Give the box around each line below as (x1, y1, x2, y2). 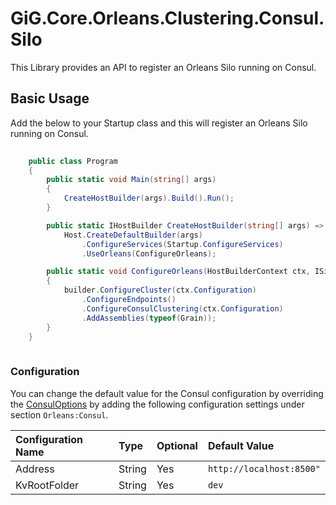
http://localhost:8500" (207, 463, 321, 474)
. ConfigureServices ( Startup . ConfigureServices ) (81, 239, 284, 249)
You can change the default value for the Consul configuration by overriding (10, 387, 324, 399)
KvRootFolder (15, 478, 80, 492)
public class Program (28, 156, 118, 166)
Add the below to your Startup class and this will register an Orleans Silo (10, 117, 308, 129)
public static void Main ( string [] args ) (46, 175, 217, 185)
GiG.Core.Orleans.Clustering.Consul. (10, 7, 325, 30)
